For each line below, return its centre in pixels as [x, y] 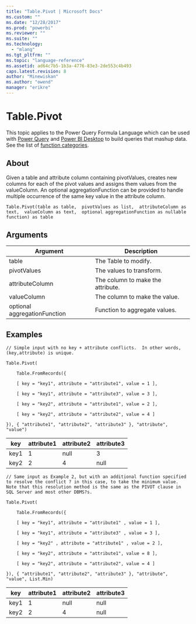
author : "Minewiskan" [32, 77]
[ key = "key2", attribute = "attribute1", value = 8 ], [87, 554]
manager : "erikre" [28, 88]
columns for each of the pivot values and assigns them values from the [91, 183]
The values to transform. [129, 271]
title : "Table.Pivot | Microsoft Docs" [55, 11]
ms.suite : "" [22, 39]
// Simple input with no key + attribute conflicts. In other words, [94, 348]
